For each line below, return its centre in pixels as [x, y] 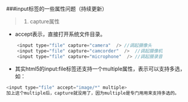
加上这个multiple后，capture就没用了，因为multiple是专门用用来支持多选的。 [93, 93]
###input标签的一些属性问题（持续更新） [57, 9]
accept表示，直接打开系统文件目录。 [60, 34]
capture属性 [45, 21]
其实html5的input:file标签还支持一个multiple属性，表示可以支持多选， [100, 69]
